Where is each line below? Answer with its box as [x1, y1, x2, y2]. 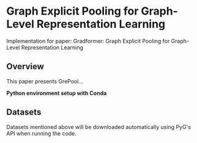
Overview [6, 61, 45, 72]
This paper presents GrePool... [6, 77, 84, 85]
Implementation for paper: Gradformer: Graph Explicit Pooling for [6, 37, 170, 44]
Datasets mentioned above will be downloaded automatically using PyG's [6, 123, 191, 130]
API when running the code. [6, 130, 76, 137]
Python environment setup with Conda [6, 89, 107, 97]
